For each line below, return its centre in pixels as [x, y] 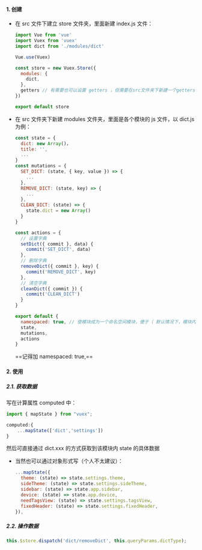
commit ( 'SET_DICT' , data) [59, 250]
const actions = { [38, 233]
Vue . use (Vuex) [32, 57]
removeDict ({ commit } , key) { [60, 267]
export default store [42, 107]
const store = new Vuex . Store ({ [55, 68]
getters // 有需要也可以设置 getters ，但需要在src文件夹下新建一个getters [108, 90]
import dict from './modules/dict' [60, 46]
